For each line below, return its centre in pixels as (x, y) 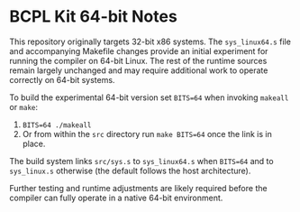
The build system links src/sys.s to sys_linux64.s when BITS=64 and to (141, 161)
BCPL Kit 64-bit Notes (93, 17)
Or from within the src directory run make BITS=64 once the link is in (147, 134)
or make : (24, 106)
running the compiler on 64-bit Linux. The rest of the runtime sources (138, 60)
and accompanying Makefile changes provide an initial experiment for (139, 51)
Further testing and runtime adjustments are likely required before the (138, 188)
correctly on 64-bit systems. (62, 79)
